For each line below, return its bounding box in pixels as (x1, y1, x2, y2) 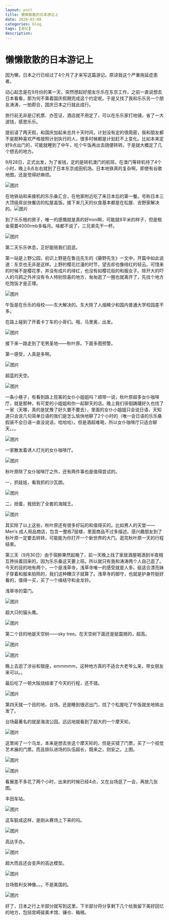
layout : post (5, 7, 33, 13)
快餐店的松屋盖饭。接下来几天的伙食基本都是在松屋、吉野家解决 (27, 199, 159, 205)
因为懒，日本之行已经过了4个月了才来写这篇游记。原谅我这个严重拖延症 (5, 72, 154, 78)
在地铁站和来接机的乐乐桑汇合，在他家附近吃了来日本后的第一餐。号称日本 (5, 193, 159, 199)
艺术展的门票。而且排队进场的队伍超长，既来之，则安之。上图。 (5, 746, 137, 752)
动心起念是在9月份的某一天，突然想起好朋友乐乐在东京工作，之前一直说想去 (5, 89, 162, 95)
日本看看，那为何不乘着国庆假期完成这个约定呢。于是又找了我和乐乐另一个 (5, 95, 159, 101)
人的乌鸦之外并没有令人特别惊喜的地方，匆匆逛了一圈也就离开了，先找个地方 (5, 274, 164, 280)
